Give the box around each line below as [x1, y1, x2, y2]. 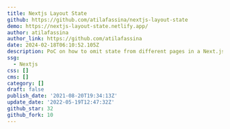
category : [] [7, 80, 44, 87]
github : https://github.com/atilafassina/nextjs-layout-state [7, 16, 188, 23]
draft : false [7, 86, 44, 93]
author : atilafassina [7, 29, 69, 36]
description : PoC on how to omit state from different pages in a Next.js [7, 48, 225, 55]
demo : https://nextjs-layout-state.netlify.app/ [7, 23, 149, 29]
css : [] [7, 67, 29, 74]
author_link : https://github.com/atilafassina [7, 35, 142, 42]
